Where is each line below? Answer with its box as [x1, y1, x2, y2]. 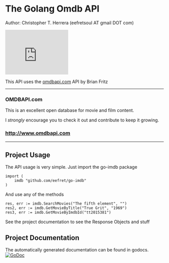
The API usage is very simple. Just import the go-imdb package [5, 164, 137, 170]
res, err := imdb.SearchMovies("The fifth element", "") [5, 201, 127, 207]
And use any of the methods [5, 191, 64, 198]
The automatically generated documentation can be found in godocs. [5, 247, 149, 253]
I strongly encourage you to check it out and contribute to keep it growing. [5, 117, 159, 123]
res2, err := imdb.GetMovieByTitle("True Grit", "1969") [5, 206, 127, 211]
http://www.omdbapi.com [5, 129, 70, 137]
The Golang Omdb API [5, 3, 100, 15]
